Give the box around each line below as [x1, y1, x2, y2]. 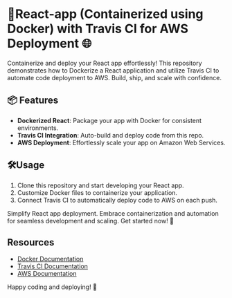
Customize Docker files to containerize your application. [17, 188, 178, 196]
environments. [17, 124, 59, 132]
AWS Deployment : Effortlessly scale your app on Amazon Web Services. [17, 138, 226, 147]
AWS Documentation [17, 270, 77, 278]
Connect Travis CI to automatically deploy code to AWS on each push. [17, 196, 218, 204]
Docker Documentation [17, 255, 84, 263]
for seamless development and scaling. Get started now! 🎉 [7, 216, 175, 225]
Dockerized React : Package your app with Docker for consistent [17, 116, 202, 124]
